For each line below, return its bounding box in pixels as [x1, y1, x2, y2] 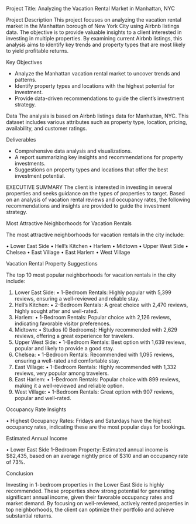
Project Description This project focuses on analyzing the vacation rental [6, 16, 181, 23]
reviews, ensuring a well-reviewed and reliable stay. [14, 295, 140, 302]
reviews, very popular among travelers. [14, 370, 109, 377]
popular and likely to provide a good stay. [14, 345, 115, 351]
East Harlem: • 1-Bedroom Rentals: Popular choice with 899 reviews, [14, 376, 180, 382]
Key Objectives [6, 58, 43, 65]
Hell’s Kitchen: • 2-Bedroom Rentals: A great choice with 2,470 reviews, [14, 301, 188, 308]
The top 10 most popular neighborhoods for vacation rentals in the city [6, 271, 177, 278]
